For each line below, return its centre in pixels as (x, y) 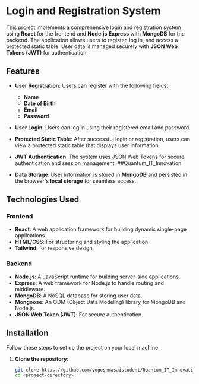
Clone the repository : (42, 359)
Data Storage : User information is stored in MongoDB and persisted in (101, 174)
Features (23, 72)
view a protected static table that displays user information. (87, 145)
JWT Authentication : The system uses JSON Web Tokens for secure (99, 157)
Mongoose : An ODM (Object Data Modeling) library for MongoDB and (100, 302)
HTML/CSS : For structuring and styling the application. (82, 242)
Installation (27, 333)
